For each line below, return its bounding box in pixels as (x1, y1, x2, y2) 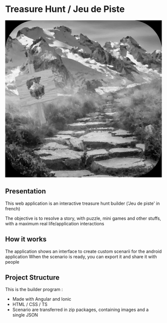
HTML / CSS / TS (12, 302, 48, 308)
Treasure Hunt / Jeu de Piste (5, 3, 125, 15)
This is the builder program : (5, 287, 63, 293)
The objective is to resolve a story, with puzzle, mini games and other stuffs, (5, 215, 162, 221)
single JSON (12, 312, 38, 318)
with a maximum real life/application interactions (5, 220, 104, 226)
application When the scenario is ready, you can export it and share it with (5, 253, 158, 260)
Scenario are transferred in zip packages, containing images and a (12, 307, 149, 313)
